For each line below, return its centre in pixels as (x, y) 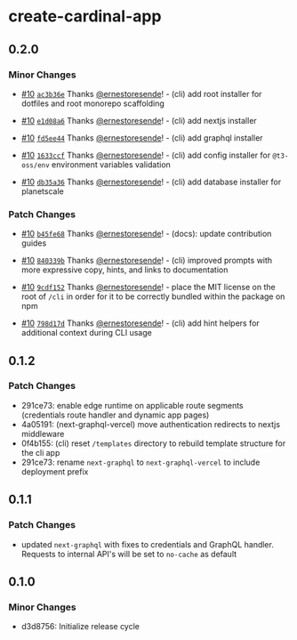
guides (34, 243)
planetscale (42, 191)
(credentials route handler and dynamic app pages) (115, 415)
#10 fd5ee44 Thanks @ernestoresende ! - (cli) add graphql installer (142, 138)
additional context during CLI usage (86, 333)
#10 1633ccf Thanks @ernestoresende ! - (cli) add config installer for (146, 155)
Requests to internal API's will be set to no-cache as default (129, 554)
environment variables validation (111, 164)
